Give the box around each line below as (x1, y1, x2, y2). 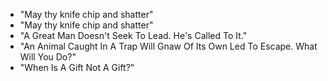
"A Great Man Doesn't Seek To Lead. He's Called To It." (19, 30, 248, 41)
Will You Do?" (19, 51, 77, 63)
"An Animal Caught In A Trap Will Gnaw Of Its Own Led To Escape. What (19, 40, 318, 52)
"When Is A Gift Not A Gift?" (19, 62, 135, 73)
